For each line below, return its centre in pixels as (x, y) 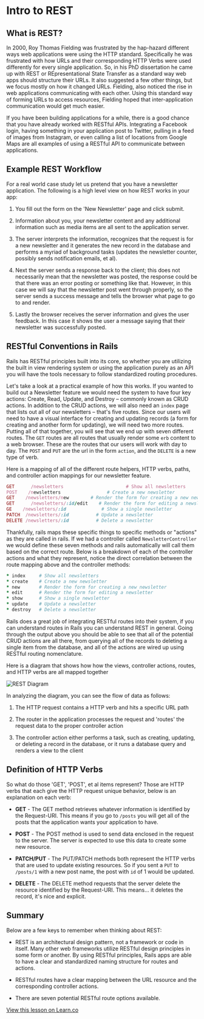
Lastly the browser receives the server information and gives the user (102, 314)
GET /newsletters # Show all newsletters (96, 486)
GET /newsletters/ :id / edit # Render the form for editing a (95, 503)
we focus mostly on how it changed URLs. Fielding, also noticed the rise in (99, 87)
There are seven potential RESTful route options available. (88, 998)
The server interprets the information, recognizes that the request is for (104, 239)
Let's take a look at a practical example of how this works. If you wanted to (100, 386)
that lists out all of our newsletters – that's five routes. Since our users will (99, 411)
